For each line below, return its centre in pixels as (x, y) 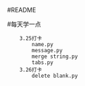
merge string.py (55, 56)
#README (22, 10)
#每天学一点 (24, 24)
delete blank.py (55, 76)
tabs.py (42, 63)
